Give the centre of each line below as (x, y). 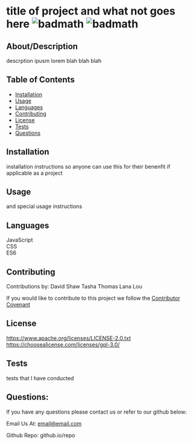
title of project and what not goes (91, 11)
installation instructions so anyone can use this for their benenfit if (88, 166)
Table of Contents (41, 80)
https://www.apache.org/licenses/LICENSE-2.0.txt (69, 338)
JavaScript (20, 240)
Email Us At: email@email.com (44, 423)
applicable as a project (34, 173)
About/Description (42, 46)
